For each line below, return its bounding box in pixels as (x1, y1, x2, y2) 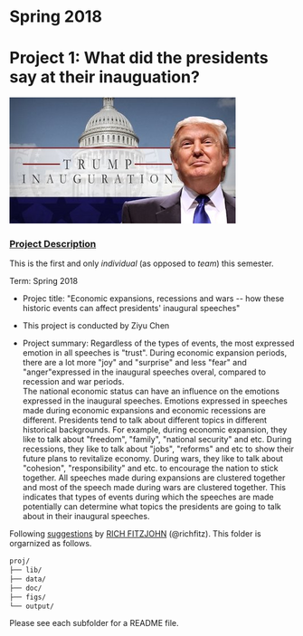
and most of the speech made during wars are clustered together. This (22, 482, 287, 493)
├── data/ (9, 574, 47, 584)
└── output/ (9, 602, 54, 612)
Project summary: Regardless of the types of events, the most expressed (22, 337, 295, 349)
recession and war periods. (22, 376, 125, 387)
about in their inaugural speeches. (22, 511, 150, 522)
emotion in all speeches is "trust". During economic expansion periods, (22, 347, 288, 358)
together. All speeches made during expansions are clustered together (22, 472, 286, 483)
